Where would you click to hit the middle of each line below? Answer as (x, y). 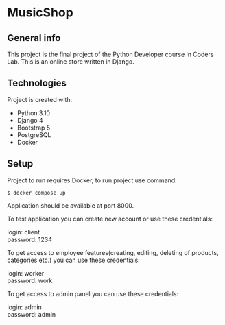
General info (34, 38)
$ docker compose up (37, 193)
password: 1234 (30, 239)
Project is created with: (40, 99)
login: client (23, 232)
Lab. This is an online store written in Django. (71, 62)
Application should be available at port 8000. (71, 205)
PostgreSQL (34, 134)
